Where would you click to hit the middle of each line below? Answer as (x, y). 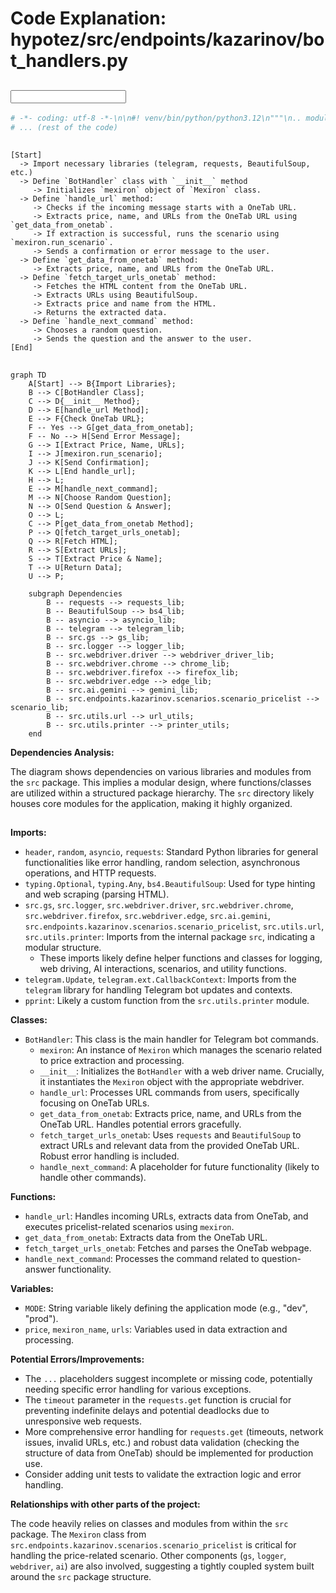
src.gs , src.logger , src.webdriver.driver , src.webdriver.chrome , (159, 904)
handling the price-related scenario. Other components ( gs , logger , (148, 1555)
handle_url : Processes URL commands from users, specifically (169, 1092)
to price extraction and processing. (112, 1060)
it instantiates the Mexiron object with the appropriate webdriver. (172, 1081)
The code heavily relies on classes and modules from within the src (149, 1523)
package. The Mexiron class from (78, 1534)
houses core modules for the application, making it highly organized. (151, 803)
